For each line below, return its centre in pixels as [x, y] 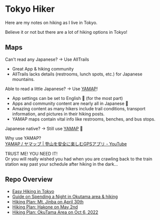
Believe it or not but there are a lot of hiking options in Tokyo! [66, 32]
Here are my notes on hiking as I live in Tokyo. [51, 23]
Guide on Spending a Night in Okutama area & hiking [65, 196]
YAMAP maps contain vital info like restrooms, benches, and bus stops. [84, 119]
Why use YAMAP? [23, 138]
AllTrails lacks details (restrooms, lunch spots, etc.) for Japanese [77, 74]
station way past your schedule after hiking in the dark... [61, 164]
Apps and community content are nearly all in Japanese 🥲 [70, 103]
